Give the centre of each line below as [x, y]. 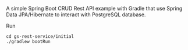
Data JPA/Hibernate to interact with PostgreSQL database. [76, 15]
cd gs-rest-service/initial [40, 37]
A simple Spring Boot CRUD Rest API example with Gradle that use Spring [94, 8]
